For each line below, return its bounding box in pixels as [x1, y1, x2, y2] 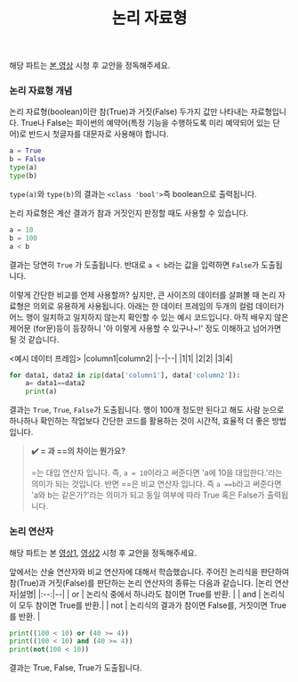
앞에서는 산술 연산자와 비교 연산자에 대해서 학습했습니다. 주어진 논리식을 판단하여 [9, 566, 290, 577]
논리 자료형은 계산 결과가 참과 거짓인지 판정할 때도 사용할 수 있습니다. [9, 207, 249, 218]
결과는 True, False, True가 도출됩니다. [9, 662, 142, 673]
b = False [9, 155, 46, 164]
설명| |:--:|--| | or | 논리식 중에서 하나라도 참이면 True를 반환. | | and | [19, 588, 262, 599]
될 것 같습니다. [9, 333, 60, 344]
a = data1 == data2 [25, 379, 86, 388]
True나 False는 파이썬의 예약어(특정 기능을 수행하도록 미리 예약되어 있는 [20, 118, 271, 128]
